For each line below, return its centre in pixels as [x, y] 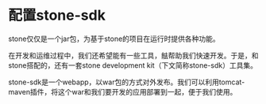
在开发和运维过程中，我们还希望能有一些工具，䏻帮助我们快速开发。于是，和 [133, 55]
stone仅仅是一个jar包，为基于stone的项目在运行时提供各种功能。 [114, 39]
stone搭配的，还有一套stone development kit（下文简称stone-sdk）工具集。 [133, 65]
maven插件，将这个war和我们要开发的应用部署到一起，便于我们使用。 [123, 91]
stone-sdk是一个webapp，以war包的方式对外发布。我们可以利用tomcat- [127, 82]
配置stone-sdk [57, 15]
